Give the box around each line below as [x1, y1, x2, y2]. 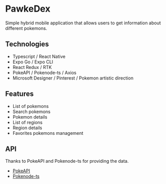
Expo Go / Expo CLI [12, 59, 53, 65]
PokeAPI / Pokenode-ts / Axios [12, 69, 77, 76]
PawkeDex [5, 3, 50, 15]
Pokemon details [12, 114, 47, 120]
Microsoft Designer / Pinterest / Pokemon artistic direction [12, 75, 134, 81]
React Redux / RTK [12, 64, 52, 70]
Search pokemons [12, 108, 51, 115]
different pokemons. [5, 25, 47, 31]
